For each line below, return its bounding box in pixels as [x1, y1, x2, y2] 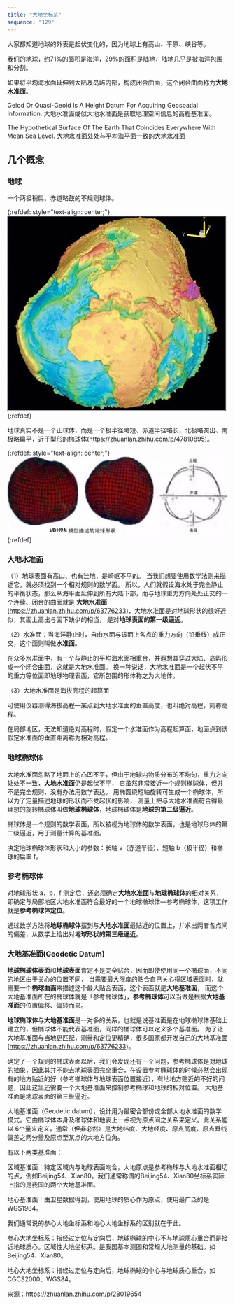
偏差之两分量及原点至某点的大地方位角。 [7, 1134, 124, 1142]
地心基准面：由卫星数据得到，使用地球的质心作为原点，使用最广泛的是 [7, 1195, 210, 1204]
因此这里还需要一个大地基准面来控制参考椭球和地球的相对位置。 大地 [19, 1083, 218, 1092]
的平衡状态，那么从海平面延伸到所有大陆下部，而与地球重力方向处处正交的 [7, 589, 222, 598]
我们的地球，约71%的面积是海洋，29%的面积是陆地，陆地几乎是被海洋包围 [7, 55, 223, 63]
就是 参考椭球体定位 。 [7, 906, 69, 915]
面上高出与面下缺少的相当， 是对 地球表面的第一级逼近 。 [25, 616, 187, 624]
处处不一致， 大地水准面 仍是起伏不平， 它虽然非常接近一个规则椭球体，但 [7, 779, 218, 787]
